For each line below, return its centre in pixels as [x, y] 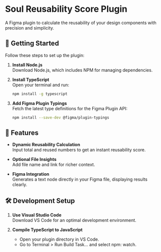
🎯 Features [22, 133]
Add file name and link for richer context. [54, 165]
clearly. [20, 185]
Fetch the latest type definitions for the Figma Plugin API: [70, 108]
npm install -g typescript [40, 94]
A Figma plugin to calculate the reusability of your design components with [81, 23]
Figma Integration [31, 174]
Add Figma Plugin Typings [40, 103]
